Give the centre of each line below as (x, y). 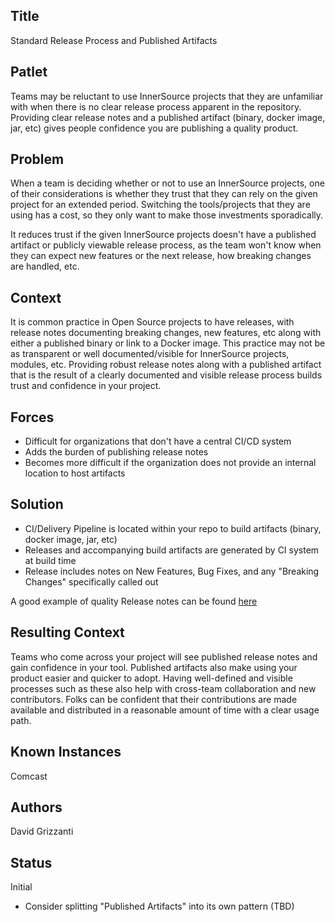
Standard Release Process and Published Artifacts (114, 40)
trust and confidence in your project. (86, 386)
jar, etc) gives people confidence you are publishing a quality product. (154, 128)
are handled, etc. (45, 266)
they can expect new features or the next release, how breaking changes (161, 256)
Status (31, 862)
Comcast (29, 776)
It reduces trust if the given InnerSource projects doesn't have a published (163, 235)
